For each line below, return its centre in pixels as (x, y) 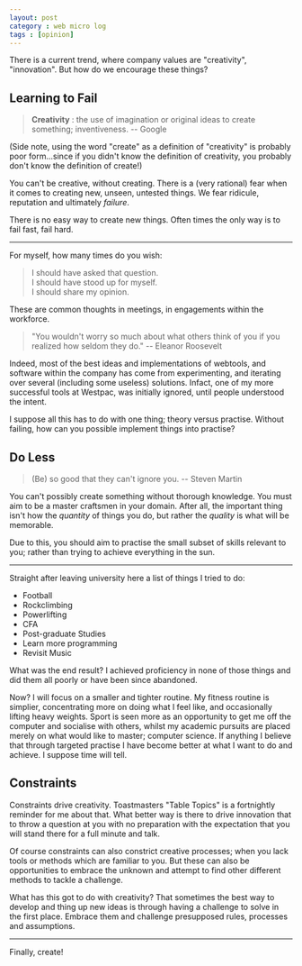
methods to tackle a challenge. (66, 879)
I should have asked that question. (95, 273)
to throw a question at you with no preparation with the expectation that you (150, 824)
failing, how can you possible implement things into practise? (122, 429)
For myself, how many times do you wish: (86, 255)
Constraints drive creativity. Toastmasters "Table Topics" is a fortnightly (142, 805)
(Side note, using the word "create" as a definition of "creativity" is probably (150, 147)
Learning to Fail (53, 98)
